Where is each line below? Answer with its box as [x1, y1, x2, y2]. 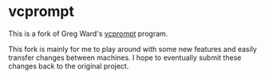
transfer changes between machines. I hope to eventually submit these [8, 53, 242, 62]
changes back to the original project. [8, 61, 129, 70]
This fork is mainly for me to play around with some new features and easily [8, 44, 257, 53]
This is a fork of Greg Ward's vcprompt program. [8, 29, 168, 38]
